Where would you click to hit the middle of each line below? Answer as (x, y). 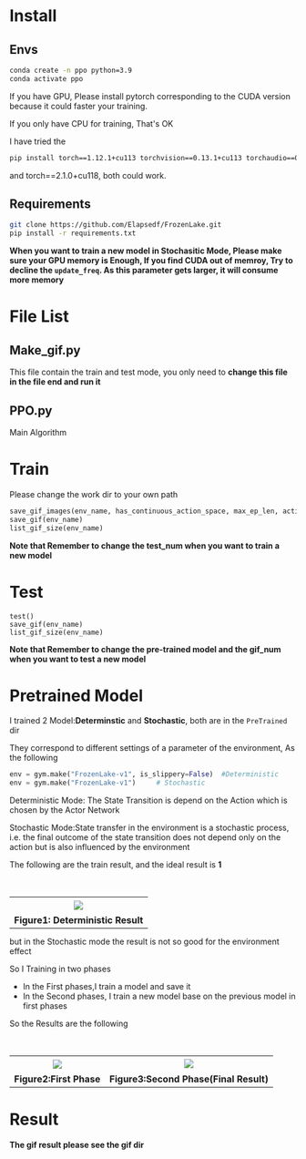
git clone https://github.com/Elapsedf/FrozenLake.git (116, 225)
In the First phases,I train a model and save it (107, 987)
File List (40, 317)
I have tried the (38, 141)
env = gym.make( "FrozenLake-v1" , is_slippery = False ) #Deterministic (144, 774)
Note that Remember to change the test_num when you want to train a (145, 545)
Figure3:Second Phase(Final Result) (189, 1079)
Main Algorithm (38, 432)
